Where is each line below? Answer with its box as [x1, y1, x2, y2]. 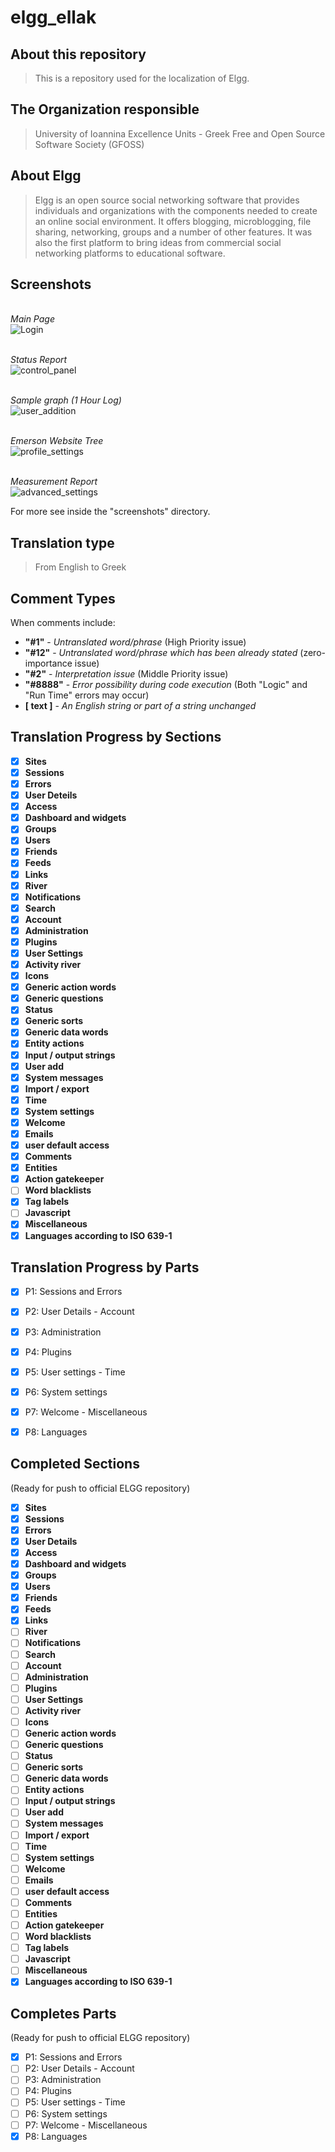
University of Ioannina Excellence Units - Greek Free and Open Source [34, 127, 326, 140]
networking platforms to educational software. [34, 247, 226, 259]
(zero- [299, 647, 326, 659]
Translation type [10, 534, 115, 551]
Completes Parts [10, 2005, 117, 2022]
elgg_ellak [10, 6, 97, 29]
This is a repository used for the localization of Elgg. [34, 72, 250, 84]
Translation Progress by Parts [10, 1259, 200, 1276]
